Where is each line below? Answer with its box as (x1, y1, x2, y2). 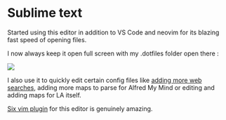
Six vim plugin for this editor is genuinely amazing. (7, 104, 153, 113)
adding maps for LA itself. (7, 91, 82, 99)
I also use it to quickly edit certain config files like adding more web (7, 76, 202, 84)
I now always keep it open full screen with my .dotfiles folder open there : (7, 49, 219, 58)
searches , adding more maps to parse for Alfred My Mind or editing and (7, 83, 215, 92)
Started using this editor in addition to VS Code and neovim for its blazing (7, 28, 220, 36)
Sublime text (7, 5, 83, 21)
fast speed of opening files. (7, 35, 87, 44)
